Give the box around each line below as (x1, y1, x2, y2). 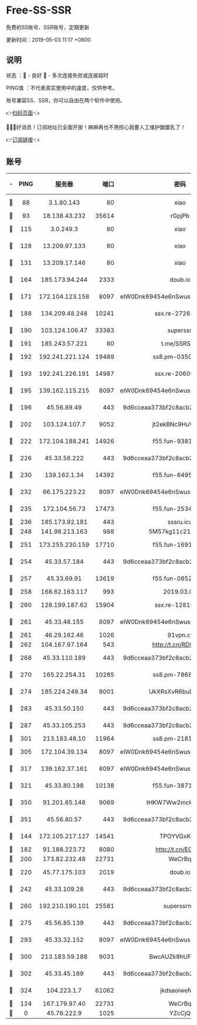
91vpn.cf (167, 631, 193, 639)
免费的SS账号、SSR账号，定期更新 (6, 23, 90, 31)
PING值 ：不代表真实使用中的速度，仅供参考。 (6, 84, 118, 91)
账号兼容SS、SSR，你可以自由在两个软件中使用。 (6, 96, 125, 103)
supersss (167, 326, 193, 334)
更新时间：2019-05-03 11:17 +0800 (6, 36, 91, 43)
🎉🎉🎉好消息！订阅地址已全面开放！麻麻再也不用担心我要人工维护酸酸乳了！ (6, 123, 186, 130)
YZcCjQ (169, 1009, 191, 1017)
